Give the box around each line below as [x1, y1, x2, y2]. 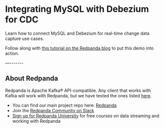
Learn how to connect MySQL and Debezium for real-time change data [5, 30, 150, 36]
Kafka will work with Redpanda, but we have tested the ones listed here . [5, 92, 152, 98]
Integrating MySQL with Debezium [5, 3, 149, 15]
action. [5, 50, 19, 56]
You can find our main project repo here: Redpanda [12, 102, 117, 108]
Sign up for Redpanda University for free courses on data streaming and [12, 113, 160, 119]
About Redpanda [5, 74, 58, 83]
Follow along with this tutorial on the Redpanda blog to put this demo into [5, 45, 154, 51]
